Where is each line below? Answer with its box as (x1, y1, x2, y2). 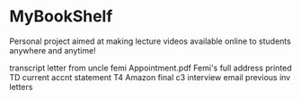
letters (9, 81, 33, 92)
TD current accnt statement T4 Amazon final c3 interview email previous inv (9, 71, 291, 82)
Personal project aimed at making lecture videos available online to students (9, 36, 292, 46)
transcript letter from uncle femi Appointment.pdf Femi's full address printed (9, 62, 292, 73)
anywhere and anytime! (9, 45, 96, 55)
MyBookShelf (9, 6, 113, 27)
